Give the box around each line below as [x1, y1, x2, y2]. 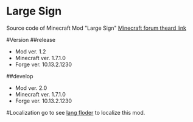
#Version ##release [6, 36, 56, 43]
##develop [6, 72, 33, 80]
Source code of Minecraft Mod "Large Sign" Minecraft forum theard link [6, 24, 187, 32]
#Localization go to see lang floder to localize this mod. [6, 109, 146, 116]
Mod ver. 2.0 [15, 84, 47, 92]
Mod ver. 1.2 [15, 47, 46, 55]
